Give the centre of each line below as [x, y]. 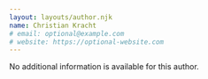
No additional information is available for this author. [104, 67]
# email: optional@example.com [67, 33]
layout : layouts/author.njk [61, 17]
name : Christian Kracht [53, 25]
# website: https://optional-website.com [87, 42]
